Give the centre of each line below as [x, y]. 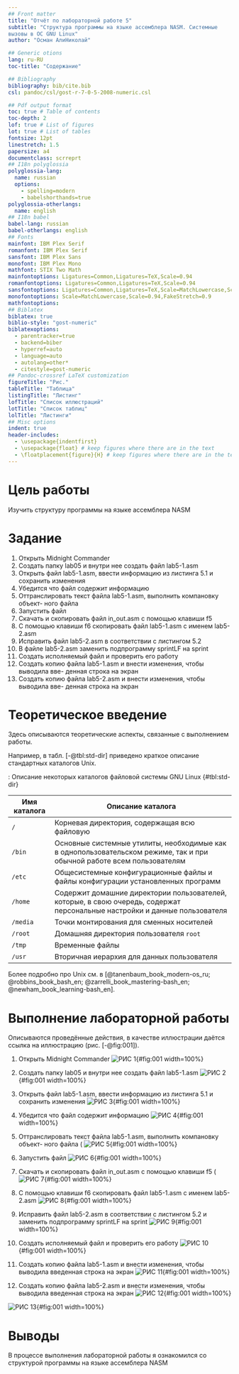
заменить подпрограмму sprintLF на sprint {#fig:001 [110, 1222]
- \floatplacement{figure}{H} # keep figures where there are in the [119, 455]
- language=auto [38, 356]
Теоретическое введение [88, 715]
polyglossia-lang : [35, 171]
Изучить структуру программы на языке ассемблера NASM [99, 510]
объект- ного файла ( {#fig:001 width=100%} [98, 1144]
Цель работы [49, 490]
